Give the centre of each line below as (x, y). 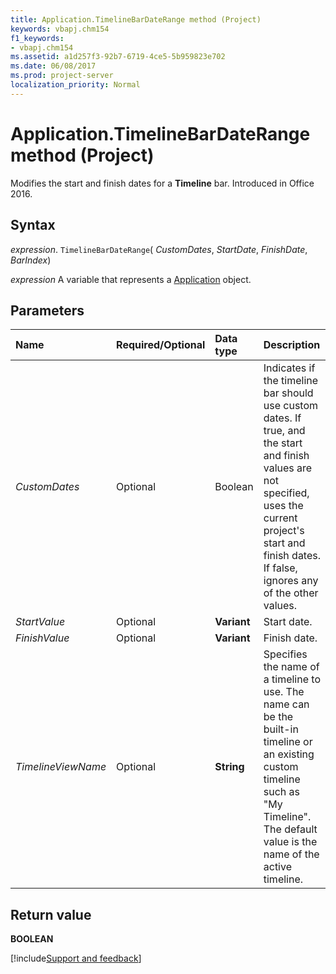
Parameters (47, 310)
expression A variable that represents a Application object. (131, 279)
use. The (284, 692)
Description (292, 345)
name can (286, 704)
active (277, 867)
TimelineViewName (61, 767)
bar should (288, 393)
